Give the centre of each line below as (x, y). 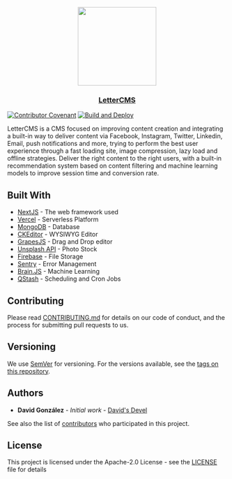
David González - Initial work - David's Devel (82, 410)
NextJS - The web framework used (68, 212)
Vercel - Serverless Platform (58, 219)
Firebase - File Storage (50, 257)
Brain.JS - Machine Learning (58, 272)
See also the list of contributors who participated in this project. (99, 423)
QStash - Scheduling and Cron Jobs (69, 279)
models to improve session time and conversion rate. (83, 173)
